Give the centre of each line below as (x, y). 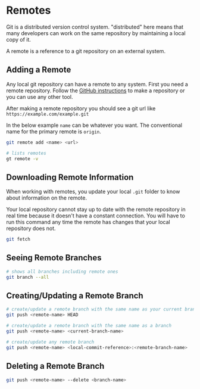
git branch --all (28, 277)
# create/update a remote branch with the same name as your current (94, 309)
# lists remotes (26, 153)
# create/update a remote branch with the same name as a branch (89, 326)
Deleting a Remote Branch (55, 366)
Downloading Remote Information (70, 177)
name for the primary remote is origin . (54, 131)
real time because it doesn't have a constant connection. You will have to (96, 216)
